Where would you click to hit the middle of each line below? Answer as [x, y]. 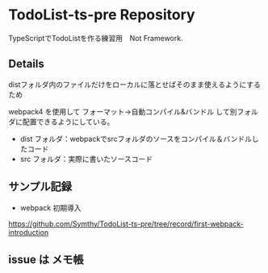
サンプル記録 [40, 187]
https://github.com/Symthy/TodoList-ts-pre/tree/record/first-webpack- [126, 224]
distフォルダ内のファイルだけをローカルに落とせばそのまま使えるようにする [134, 84]
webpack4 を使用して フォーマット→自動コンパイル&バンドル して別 [123, 111]
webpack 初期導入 [50, 208]
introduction [29, 232]
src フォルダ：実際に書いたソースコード [86, 159]
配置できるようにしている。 [68, 122]
